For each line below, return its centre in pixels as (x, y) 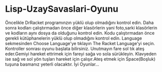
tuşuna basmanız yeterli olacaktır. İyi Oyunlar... (52, 64)
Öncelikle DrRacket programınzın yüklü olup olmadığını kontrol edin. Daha (79, 23)
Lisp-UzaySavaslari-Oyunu (62, 9)
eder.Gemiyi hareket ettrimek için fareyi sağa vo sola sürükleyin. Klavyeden (81, 54)
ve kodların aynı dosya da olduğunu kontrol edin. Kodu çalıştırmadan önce (80, 33)
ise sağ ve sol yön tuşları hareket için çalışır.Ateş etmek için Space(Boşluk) (80, 59)
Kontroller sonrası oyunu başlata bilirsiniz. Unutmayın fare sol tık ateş (75, 48)
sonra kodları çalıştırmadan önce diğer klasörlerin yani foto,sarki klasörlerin (81, 27)
